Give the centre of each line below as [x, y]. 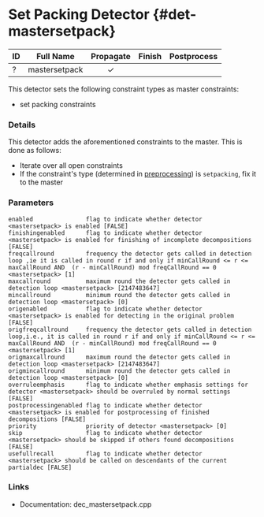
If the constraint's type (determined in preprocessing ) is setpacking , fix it [138, 174]
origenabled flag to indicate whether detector [105, 309]
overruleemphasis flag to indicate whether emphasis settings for [128, 385]
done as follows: [35, 151]
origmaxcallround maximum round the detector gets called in [119, 357]
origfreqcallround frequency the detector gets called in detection [130, 329]
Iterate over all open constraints [71, 166]
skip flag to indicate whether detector [105, 433]
